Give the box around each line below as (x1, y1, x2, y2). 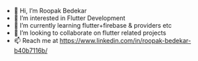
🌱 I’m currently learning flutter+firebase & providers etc (13, 21, 172, 29)
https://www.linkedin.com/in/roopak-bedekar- (59, 37, 191, 44)
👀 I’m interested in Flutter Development (13, 14, 126, 22)
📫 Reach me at (13, 37, 58, 44)
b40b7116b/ (13, 46, 48, 55)
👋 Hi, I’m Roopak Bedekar (13, 7, 87, 15)
